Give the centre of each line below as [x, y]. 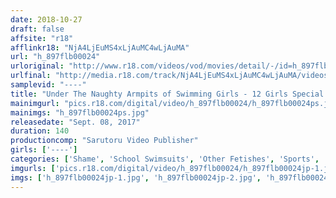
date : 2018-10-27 [46, 19]
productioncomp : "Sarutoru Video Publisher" [104, 141]
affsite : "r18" [42, 38]
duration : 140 [40, 131]
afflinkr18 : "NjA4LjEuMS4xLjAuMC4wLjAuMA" [100, 47]
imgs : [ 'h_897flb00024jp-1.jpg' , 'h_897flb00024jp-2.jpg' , [136, 177]
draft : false [37, 29]
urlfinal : [31, 76]
